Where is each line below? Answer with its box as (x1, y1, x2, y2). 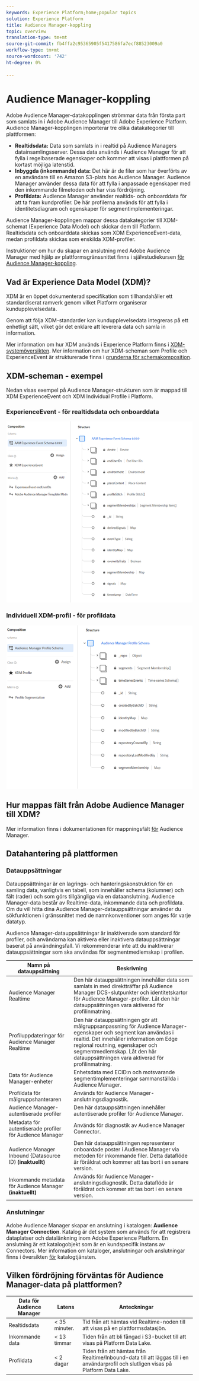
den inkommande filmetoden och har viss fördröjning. (14, 186, 146, 193)
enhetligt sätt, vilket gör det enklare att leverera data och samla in (6, 323, 166, 331)
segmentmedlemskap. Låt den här (73, 1047, 157, 1055)
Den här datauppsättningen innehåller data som (73, 976, 190, 983)
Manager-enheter (8, 1078, 53, 1085)
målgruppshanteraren (8, 1096, 62, 1103)
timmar (54, 1339, 72, 1347)
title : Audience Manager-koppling (6, 22, 92, 28)
